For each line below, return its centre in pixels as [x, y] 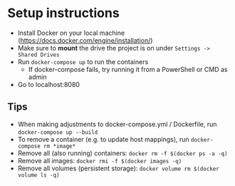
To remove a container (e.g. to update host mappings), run [104, 139]
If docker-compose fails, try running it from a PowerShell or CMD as [128, 69]
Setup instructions [63, 13]
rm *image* [60, 146]
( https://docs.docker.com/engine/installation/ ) [85, 40]
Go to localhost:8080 [49, 84]
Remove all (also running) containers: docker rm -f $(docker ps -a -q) [122, 153]
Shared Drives [38, 55]
